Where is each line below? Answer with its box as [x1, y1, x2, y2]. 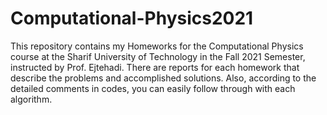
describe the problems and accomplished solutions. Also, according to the [10, 72, 317, 84]
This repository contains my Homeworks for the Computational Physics [10, 40, 304, 52]
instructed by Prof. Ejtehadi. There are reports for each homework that [10, 61, 300, 73]
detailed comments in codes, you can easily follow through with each [10, 82, 296, 94]
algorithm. [10, 93, 53, 105]
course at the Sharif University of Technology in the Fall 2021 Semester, [10, 50, 306, 62]
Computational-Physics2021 [10, 7, 254, 30]
